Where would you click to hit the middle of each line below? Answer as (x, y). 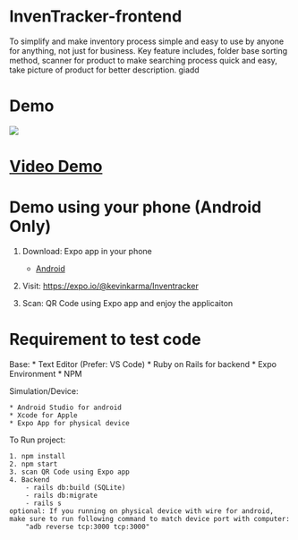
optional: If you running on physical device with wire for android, (142, 511)
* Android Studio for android (66, 407)
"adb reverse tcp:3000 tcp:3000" (88, 527)
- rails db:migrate (62, 495)
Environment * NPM (46, 373)
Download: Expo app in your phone (87, 251)
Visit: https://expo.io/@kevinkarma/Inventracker (110, 286)
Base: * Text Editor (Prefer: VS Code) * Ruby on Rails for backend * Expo (143, 364)
